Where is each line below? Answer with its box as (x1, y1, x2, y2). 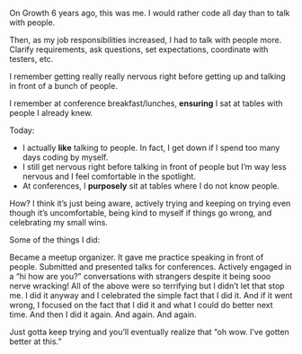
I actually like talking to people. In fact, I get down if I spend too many (22, 143, 280, 153)
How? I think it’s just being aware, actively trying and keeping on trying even (9, 198, 291, 208)
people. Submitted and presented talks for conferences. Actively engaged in (9, 261, 292, 272)
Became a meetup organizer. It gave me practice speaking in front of (9, 252, 264, 262)
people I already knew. (9, 108, 93, 118)
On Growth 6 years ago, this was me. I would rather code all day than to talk (9, 8, 290, 18)
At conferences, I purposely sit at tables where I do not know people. (22, 181, 280, 191)
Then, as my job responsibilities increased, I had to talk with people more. (9, 35, 282, 45)
